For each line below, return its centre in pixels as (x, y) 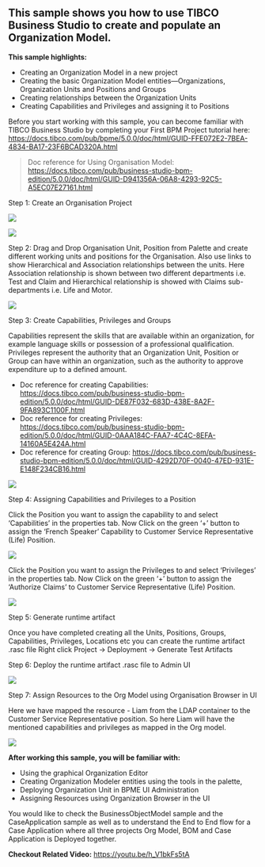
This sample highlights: (47, 57)
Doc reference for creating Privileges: (81, 418)
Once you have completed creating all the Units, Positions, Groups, (117, 632)
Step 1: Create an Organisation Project (70, 202)
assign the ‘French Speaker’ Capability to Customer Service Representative (131, 531)
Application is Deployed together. (62, 838)
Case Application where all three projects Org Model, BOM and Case (120, 830)
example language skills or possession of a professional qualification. (121, 343)
